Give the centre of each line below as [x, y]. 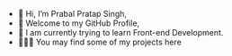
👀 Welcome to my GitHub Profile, [79, 23]
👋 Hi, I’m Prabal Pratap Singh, [72, 14]
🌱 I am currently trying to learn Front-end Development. [120, 32]
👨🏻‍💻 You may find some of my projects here [99, 42]
